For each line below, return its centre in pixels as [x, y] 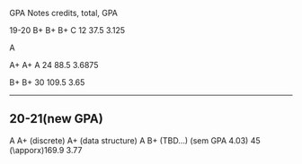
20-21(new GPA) [56, 119]
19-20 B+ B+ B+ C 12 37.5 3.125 [67, 30]
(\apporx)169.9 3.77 [46, 150]
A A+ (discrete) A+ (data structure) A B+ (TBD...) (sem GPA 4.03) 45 [135, 140]
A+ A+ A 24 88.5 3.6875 [54, 65]
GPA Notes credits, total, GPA [64, 13]
